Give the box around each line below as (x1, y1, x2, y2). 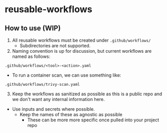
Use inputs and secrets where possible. (12, 106, 95, 112)
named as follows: (12, 53, 51, 59)
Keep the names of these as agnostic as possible (19, 112, 123, 117)
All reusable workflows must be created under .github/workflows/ (12, 37, 151, 43)
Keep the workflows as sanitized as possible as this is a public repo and (12, 91, 162, 97)
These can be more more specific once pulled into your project (27, 117, 159, 123)
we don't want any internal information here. (12, 96, 105, 102)
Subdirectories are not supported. (19, 43, 91, 49)
